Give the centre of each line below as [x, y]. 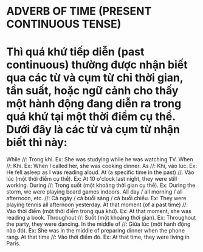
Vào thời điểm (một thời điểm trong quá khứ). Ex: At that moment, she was [99, 211]
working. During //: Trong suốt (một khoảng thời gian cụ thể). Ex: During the [101, 185]
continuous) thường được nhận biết [97, 65]
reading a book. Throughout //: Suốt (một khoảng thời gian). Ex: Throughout [101, 218]
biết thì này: [37, 143]
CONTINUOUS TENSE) [64, 24]
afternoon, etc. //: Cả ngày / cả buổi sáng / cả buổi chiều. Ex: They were [96, 198]
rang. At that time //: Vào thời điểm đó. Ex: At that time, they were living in [98, 237]
